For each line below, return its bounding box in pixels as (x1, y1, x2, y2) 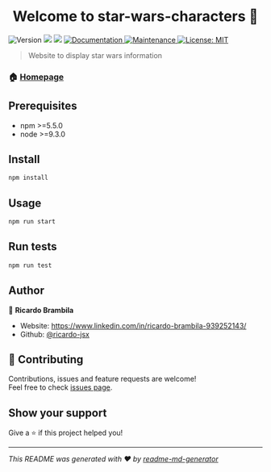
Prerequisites (8, 99, 77, 113)
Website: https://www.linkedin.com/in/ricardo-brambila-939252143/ (19, 320, 247, 330)
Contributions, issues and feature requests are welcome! (8, 374, 197, 384)
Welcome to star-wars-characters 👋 (12, 7, 259, 26)
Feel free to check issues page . (8, 382, 113, 392)
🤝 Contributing (8, 353, 84, 366)
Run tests (8, 240, 57, 253)
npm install (8, 173, 48, 182)
